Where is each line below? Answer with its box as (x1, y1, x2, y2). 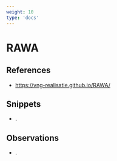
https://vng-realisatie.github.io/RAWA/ (15, 81, 111, 88)
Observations (6, 132, 59, 143)
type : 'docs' (6, 15, 39, 21)
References (6, 65, 51, 76)
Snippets (6, 99, 41, 109)
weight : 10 (6, 9, 34, 15)
